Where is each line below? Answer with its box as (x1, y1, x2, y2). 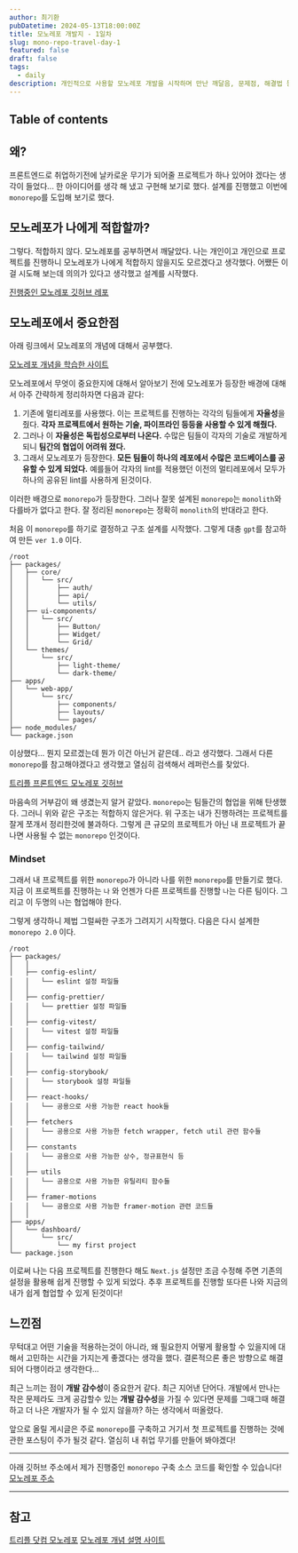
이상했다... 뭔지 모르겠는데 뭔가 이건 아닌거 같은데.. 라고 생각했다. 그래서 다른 (9, 748, 273, 759)
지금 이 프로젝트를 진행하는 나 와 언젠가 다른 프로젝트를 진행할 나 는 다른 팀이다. (9, 885, 279, 896)
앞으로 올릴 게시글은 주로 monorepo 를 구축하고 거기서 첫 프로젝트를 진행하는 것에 (9, 1423, 285, 1434)
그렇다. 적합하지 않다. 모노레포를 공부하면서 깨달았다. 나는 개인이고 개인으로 (9, 245, 270, 256)
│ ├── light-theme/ (9, 661, 122, 671)
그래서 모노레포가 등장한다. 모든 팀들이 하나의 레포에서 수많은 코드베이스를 (21, 452, 277, 463)
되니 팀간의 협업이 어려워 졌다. (21, 442, 126, 452)
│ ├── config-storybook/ (9, 1067, 109, 1076)
